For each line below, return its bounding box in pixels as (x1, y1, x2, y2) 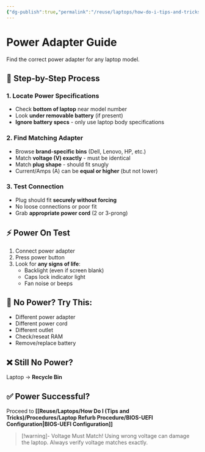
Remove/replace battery (15, 339, 76, 347)
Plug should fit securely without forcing (15, 196, 117, 204)
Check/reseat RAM (15, 333, 63, 340)
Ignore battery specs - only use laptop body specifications (15, 119, 165, 126)
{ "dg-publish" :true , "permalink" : (6, 9, 92, 15)
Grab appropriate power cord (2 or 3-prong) (15, 209, 128, 217)
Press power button (15, 253, 65, 261)
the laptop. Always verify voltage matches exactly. (21, 439, 148, 446)
